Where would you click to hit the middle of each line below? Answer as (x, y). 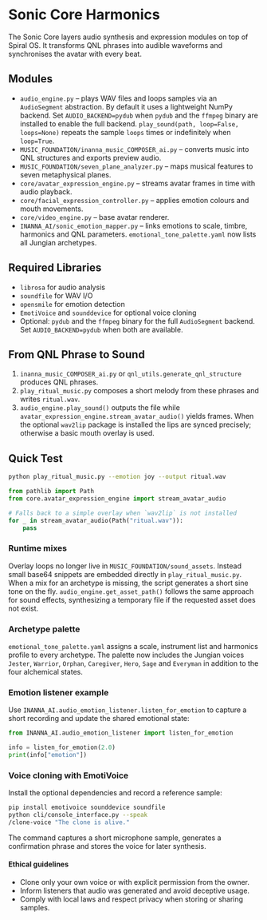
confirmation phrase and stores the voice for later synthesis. (107, 846)
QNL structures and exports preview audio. (90, 157)
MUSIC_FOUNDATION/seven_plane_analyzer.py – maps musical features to (136, 166)
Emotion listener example (59, 692)
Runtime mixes (38, 548)
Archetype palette (44, 629)
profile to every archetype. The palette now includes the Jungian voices (126, 655)
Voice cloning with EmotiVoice (69, 775)
